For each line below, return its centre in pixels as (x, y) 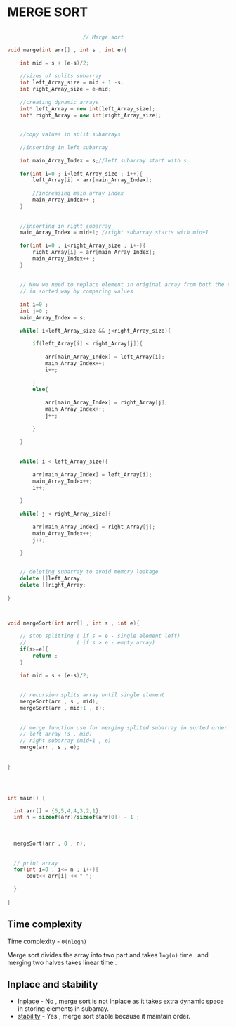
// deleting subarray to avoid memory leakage (89, 572)
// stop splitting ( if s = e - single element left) (100, 636)
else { (41, 390)
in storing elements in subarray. (63, 1009)
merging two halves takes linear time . (62, 962)
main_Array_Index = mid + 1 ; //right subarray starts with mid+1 (114, 233)
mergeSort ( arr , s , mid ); (59, 702)
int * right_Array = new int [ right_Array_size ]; (91, 115)
